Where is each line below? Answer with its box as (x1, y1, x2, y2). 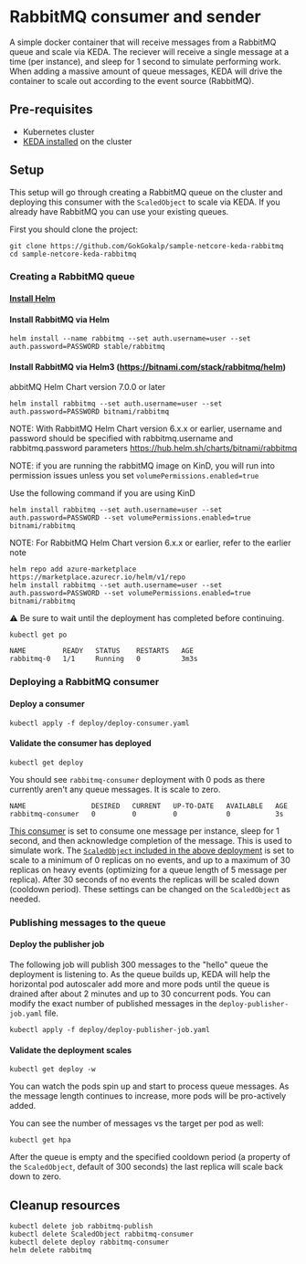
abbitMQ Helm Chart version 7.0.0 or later (9, 382, 166, 393)
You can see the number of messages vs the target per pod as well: (9, 1118, 265, 1129)
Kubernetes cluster (22, 126, 95, 137)
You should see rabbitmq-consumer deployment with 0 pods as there (9, 774, 266, 785)
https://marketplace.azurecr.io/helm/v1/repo (9, 573, 185, 582)
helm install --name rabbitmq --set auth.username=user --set (9, 334, 251, 343)
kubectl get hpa (9, 1135, 71, 1145)
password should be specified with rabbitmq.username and (9, 433, 234, 444)
